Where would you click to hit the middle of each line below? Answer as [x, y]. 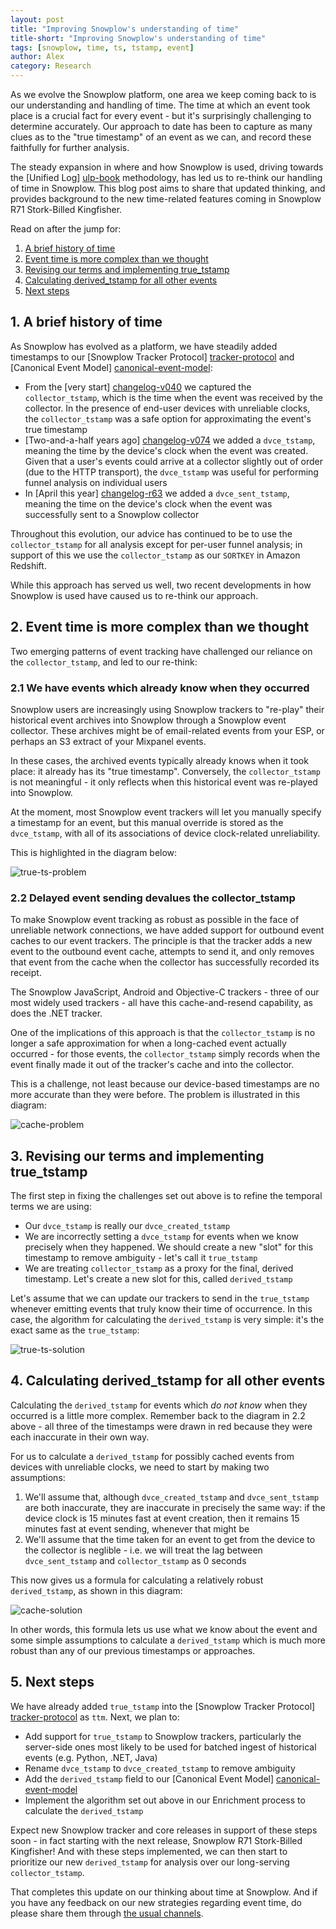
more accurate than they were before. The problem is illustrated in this [155, 1095]
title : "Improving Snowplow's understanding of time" [125, 29]
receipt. [26, 973]
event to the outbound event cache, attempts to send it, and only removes [162, 952]
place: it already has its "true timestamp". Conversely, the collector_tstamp [165, 771]
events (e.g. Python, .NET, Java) [91, 1757]
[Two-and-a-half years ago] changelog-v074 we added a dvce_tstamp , [170, 440]
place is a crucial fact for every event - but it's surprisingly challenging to [161, 115]
